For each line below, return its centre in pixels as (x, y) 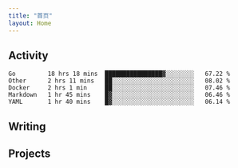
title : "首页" (31, 16)
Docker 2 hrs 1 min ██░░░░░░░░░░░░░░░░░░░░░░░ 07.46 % (119, 88)
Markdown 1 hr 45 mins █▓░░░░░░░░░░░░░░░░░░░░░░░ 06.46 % (119, 95)
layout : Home (30, 23)
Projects (30, 154)
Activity (29, 56)
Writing (27, 126)
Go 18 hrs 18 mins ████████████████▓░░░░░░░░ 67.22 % (119, 74)
